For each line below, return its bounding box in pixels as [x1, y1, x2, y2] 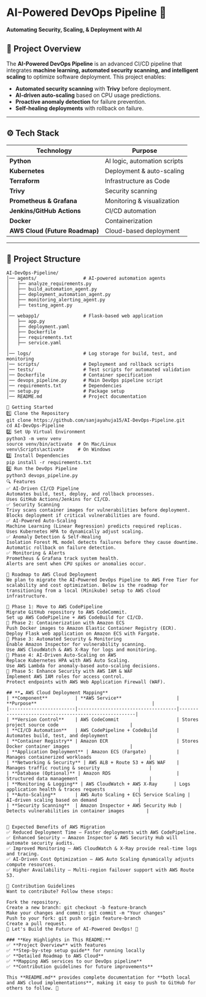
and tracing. [6, 851, 40, 857]
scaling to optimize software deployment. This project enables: [6, 73, 167, 80]
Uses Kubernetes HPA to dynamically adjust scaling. [6, 529, 144, 535]
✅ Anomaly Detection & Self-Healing [6, 534, 101, 540]
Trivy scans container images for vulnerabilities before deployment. [6, 507, 191, 513]
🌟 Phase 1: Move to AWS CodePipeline [6, 604, 103, 610]
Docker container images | [6, 743, 133, 750]
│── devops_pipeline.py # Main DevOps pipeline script [6, 378, 164, 384]
